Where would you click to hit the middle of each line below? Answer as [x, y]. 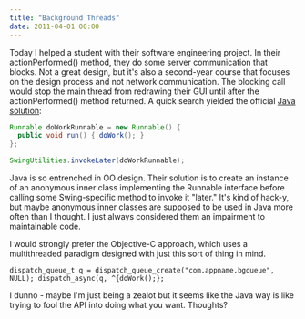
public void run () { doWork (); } [81, 136]
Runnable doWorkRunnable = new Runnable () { [95, 127]
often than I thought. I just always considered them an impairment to [137, 216]
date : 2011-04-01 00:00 [55, 26]
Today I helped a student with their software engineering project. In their [145, 52]
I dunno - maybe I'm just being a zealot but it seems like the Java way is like [152, 295]
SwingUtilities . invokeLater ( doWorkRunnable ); [97, 160]
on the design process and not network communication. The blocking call [147, 81]
